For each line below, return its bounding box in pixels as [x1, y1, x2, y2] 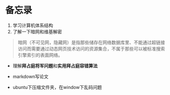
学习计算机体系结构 [12, 22, 53, 28]
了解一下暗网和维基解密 [12, 28, 62, 34]
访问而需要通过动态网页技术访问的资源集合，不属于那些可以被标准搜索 [17, 45, 165, 52]
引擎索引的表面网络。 [17, 52, 63, 58]
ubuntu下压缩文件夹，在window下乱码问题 [12, 84, 102, 90]
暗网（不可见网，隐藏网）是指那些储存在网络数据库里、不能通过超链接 [17, 39, 165, 45]
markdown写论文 [12, 73, 49, 79]
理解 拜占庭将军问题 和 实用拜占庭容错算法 [12, 63, 98, 69]
